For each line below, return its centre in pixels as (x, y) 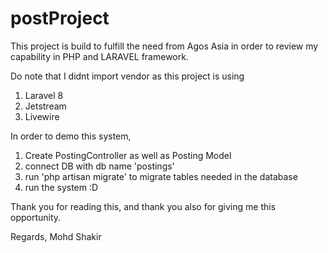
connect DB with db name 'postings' (99, 166)
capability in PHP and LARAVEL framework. (99, 56)
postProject (60, 18)
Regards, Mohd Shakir (56, 236)
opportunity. (36, 217)
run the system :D (61, 187)
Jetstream (45, 106)
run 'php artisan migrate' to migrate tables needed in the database (161, 176)
